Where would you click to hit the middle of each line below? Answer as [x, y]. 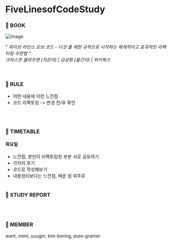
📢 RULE [15, 84]
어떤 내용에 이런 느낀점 [35, 96]
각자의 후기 [24, 163]
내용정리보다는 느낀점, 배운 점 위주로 [49, 175]
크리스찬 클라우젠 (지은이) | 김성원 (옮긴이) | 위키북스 [58, 60]
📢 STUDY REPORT [28, 194]
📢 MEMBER [19, 225]
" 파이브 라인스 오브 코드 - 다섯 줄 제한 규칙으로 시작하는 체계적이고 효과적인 [81, 47]
